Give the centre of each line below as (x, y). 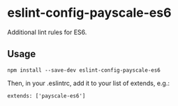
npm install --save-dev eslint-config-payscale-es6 (84, 70)
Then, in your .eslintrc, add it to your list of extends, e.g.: (88, 83)
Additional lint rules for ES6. (47, 32)
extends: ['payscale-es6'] (46, 96)
